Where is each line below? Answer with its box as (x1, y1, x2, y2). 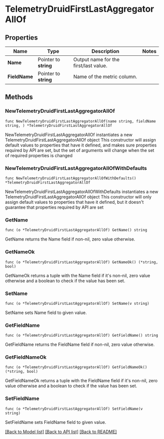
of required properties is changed (5, 152, 73, 158)
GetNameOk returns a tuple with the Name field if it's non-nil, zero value (5, 272, 150, 278)
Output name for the (73, 56, 120, 63)
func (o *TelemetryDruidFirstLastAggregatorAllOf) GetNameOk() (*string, (5, 260, 159, 265)
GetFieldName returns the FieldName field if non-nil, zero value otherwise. (5, 341, 155, 347)
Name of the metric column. (73, 73, 138, 80)
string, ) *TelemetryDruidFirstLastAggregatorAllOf (5, 123, 112, 128)
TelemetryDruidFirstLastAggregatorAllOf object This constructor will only (5, 194, 152, 199)
